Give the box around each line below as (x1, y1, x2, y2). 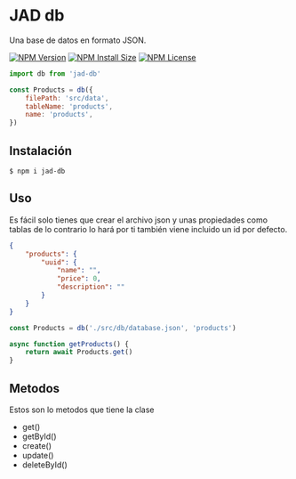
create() (21, 441, 52, 451)
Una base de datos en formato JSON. (9, 35, 147, 45)
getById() (21, 431, 57, 442)
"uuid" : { (41, 257, 77, 267)
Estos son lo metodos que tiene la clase (9, 404, 155, 415)
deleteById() (21, 459, 68, 470)
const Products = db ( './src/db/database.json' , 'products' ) (9, 323, 237, 332)
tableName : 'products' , (25, 101, 114, 111)
